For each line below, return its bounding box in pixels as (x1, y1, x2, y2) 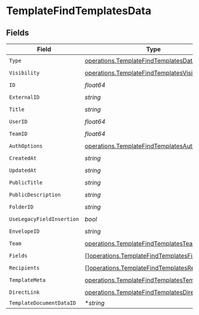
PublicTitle (9, 179, 43, 186)
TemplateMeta (9, 277, 46, 283)
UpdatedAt (9, 167, 37, 174)
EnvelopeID (9, 228, 40, 235)
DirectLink (9, 288, 40, 295)
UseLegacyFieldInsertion (9, 216, 79, 222)
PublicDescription (9, 191, 61, 198)
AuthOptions (9, 142, 43, 149)
